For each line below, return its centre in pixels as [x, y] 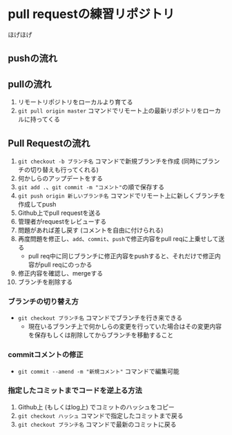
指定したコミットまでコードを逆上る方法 [75, 391]
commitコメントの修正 [46, 355]
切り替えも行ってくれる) [64, 169]
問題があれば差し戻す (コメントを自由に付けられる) [90, 230]
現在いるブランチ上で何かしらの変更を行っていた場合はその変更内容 [125, 327]
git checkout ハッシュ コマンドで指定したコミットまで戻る [100, 416]
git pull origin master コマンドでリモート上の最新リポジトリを [110, 110]
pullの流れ [30, 84]
